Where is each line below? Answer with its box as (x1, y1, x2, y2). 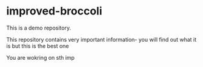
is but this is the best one (6, 42, 69, 49)
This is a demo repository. (6, 24, 72, 31)
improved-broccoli (6, 4, 102, 18)
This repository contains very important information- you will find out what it (6, 36, 197, 43)
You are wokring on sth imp (6, 54, 75, 61)
